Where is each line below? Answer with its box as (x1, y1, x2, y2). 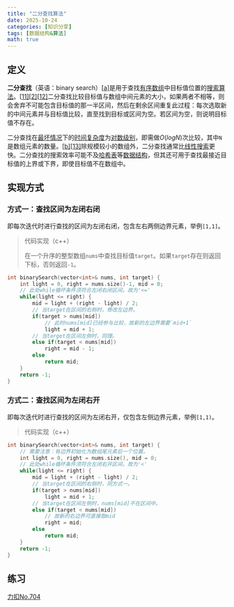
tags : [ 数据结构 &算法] (7, 29, 67, 37)
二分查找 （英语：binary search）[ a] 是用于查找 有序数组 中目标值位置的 (7, 83, 208, 91)
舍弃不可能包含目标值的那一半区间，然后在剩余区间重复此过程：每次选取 (13, 100, 221, 109)
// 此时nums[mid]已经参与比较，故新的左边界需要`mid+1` (44, 319, 193, 327)
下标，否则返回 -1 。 (24, 260, 80, 269)
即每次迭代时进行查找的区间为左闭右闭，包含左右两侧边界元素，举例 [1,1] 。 (7, 221, 224, 230)
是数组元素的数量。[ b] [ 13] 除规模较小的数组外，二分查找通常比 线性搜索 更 (7, 142, 216, 150)
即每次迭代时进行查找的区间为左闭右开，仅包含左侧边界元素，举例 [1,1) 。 (7, 412, 218, 421)
